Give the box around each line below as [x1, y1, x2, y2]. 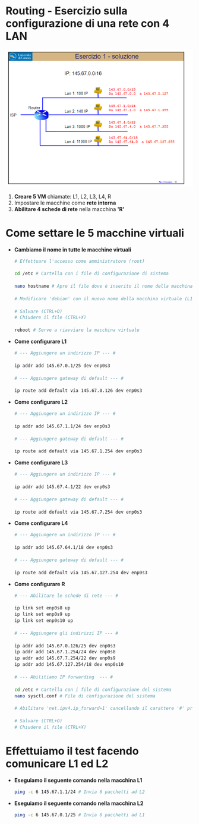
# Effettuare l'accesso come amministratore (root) [14, 258, 145, 264]
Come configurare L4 [14, 520, 68, 527]
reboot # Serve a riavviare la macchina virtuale [14, 327, 140, 334]
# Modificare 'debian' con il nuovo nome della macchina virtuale [14, 295, 182, 301]
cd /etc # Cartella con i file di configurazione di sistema [14, 271, 169, 277]
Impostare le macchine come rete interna [14, 199, 116, 206]
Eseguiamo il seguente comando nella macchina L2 [14, 800, 144, 807]
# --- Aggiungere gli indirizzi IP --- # [14, 630, 118, 636]
